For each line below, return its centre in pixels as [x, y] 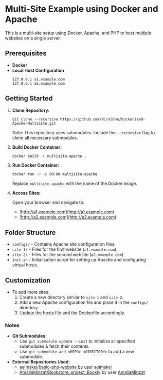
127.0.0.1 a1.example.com [38, 79]
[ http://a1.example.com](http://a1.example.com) [67, 212]
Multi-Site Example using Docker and [82, 9]
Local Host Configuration [38, 70]
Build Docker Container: [37, 147]
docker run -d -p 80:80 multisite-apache [55, 174]
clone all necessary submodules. [45, 138]
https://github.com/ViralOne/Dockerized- [103, 119]
